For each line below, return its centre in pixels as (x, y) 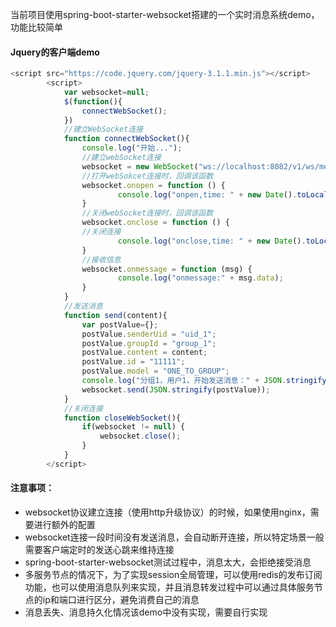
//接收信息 (101, 259)
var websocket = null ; (106, 92)
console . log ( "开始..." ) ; (132, 148)
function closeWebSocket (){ (122, 418)
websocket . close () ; (140, 436)
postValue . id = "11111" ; (133, 362)
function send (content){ (115, 315)
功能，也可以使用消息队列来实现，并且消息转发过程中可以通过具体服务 (169, 587)
